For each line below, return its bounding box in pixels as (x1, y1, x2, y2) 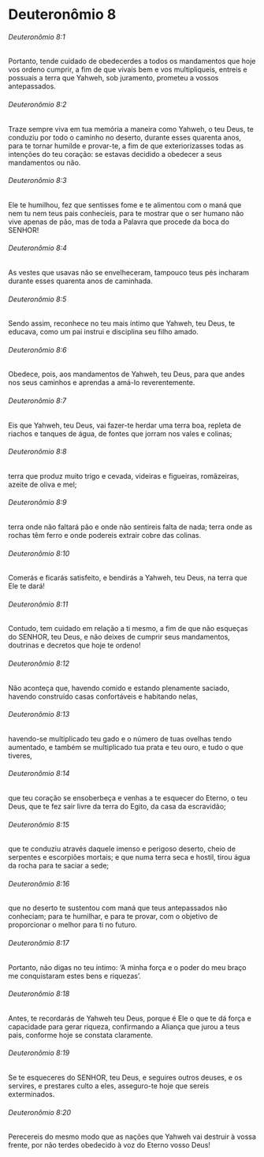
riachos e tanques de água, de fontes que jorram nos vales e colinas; (8, 428, 232, 439)
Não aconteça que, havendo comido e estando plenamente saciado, (8, 683, 230, 692)
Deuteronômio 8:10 (8, 548, 70, 558)
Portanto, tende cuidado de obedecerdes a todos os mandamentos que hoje (8, 57, 256, 66)
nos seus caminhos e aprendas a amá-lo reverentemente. (8, 378, 195, 387)
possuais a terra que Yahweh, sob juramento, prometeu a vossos (8, 73, 219, 83)
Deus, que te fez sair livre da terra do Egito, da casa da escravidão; (8, 802, 226, 812)
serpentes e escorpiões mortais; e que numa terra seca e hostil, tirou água (8, 853, 251, 862)
